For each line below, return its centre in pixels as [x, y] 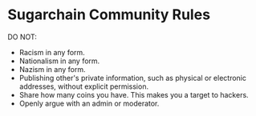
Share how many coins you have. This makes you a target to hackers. [134, 94]
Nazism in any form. [52, 69]
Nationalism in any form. [59, 61]
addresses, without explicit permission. [84, 86]
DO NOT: [22, 37]
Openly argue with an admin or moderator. [89, 103]
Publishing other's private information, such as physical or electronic [132, 78]
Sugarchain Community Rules [109, 15]
